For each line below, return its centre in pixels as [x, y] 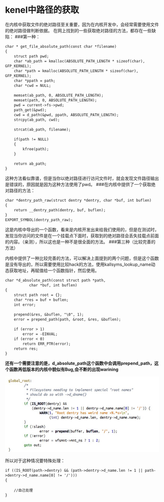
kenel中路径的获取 [42, 10]
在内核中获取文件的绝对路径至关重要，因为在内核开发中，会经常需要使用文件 [82, 24]
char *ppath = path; [35, 81]
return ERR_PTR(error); [47, 344]
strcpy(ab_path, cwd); [37, 120]
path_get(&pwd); [31, 110]
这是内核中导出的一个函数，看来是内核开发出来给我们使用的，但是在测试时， [82, 230]
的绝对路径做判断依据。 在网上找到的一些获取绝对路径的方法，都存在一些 [78, 30]
